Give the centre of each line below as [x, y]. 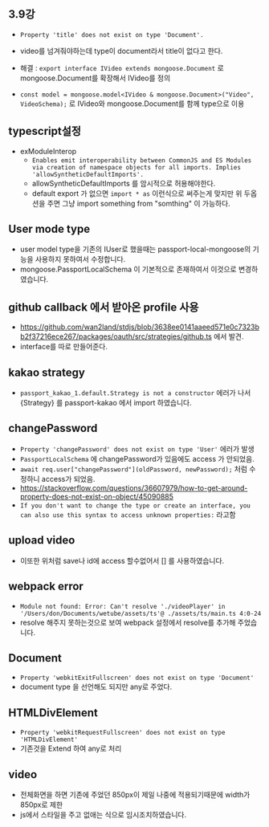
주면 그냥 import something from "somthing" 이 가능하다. [139, 203]
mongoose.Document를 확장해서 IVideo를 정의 [95, 78]
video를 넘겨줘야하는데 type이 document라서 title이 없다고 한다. [121, 51]
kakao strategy [47, 372]
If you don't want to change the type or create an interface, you [135, 505]
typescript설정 [45, 131]
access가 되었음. [68, 479]
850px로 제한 [41, 805]
